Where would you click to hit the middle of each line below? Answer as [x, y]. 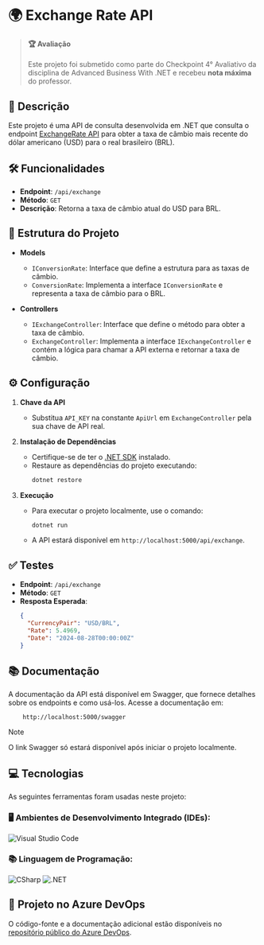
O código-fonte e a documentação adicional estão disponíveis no [115, 924]
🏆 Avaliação [49, 44]
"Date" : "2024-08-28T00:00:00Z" [81, 638]
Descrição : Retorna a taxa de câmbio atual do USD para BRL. [120, 208]
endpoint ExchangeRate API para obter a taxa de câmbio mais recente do [128, 134]
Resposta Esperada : [54, 601]
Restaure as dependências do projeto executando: [114, 465]
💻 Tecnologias [46, 774]
